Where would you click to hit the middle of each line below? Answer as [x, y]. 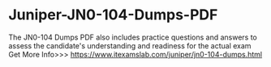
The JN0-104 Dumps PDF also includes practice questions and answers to [133, 37]
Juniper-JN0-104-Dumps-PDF [113, 15]
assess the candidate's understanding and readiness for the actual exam [130, 45]
